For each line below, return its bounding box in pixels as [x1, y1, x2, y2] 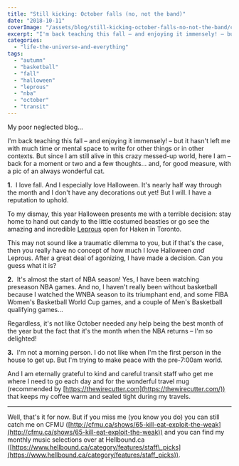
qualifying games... [7, 305, 64, 314]
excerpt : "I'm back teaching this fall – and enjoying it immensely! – [7, 30, 224, 38]
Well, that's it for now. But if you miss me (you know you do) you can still [7, 413, 220, 421]
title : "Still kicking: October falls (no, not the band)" [7, 10, 186, 18]
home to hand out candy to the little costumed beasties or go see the [7, 217, 210, 225]
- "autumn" [14, 57, 46, 64]
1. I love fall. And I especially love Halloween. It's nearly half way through [7, 180, 222, 189]
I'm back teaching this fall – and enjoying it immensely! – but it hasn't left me [7, 136, 231, 145]
